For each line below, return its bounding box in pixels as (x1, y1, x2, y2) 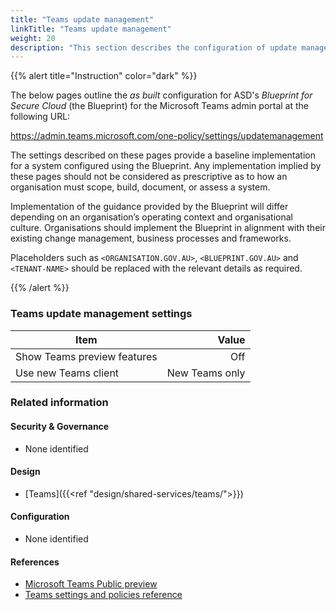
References (10, 556, 60, 568)
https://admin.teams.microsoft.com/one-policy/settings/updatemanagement (10, 130, 324, 142)
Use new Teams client (15, 366, 120, 380)
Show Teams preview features (15, 349, 158, 363)
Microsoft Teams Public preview (24, 578, 158, 590)
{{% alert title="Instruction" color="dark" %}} (10, 70, 198, 82)
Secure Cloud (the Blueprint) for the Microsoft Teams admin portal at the (10, 100, 309, 112)
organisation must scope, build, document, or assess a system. (10, 181, 271, 193)
